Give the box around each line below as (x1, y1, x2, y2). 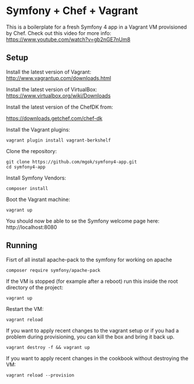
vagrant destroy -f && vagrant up (6, 344, 91, 350)
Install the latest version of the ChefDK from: (6, 103, 113, 110)
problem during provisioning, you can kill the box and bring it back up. (6, 333, 175, 340)
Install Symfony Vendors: (6, 174, 66, 181)
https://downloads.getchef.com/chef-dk (6, 115, 103, 122)
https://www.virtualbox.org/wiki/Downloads (6, 92, 111, 99)
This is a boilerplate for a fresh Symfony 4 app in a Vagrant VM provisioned (6, 23, 187, 30)
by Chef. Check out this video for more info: (6, 29, 112, 36)
